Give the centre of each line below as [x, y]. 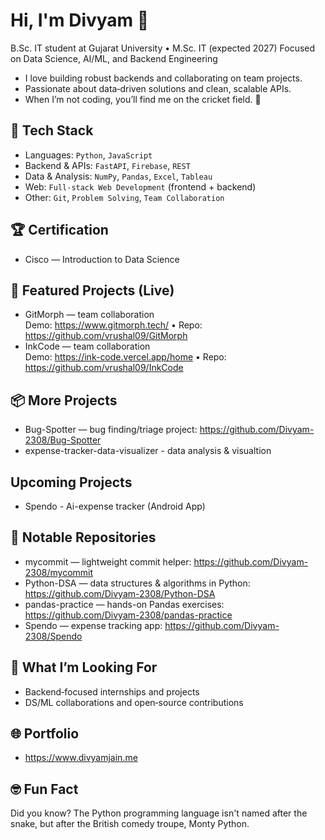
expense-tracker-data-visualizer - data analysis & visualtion [148, 451]
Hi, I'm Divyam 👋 [80, 20]
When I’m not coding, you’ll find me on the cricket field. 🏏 [143, 99]
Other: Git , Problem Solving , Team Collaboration [124, 197]
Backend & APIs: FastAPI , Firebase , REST [107, 165]
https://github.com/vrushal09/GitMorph [106, 336]
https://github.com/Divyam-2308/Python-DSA [120, 593]
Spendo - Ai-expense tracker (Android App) [115, 506]
